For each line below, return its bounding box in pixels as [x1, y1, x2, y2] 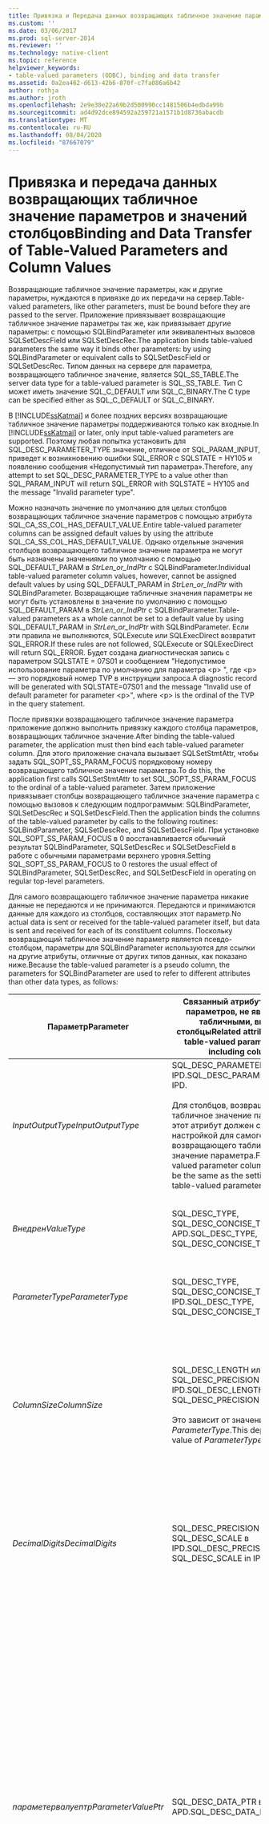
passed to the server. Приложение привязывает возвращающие [8, 310, 226, 320]
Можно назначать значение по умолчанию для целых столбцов [8, 503, 227, 513]
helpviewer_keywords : [8, 64, 81, 72]
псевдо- [203, 935, 233, 944]
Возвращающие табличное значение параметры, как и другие [8, 285, 223, 294]
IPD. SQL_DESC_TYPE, [171, 1296, 255, 1308]
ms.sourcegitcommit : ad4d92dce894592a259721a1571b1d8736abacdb [8, 109, 224, 117]
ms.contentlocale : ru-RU [8, 123, 91, 131]
